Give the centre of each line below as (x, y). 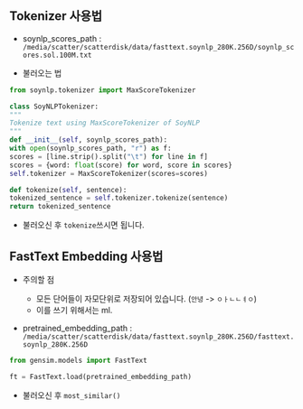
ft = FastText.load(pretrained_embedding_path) (101, 376)
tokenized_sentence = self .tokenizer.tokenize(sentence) (119, 198)
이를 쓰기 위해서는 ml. (74, 310)
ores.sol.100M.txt (57, 55)
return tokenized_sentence (60, 207)
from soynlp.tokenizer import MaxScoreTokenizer (103, 90)
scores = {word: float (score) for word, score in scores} (121, 165)
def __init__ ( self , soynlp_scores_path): (89, 140)
